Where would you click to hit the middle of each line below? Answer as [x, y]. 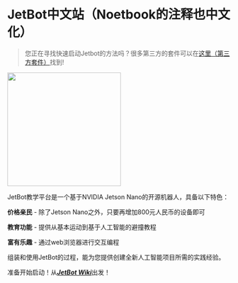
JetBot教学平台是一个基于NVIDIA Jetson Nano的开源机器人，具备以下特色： [118, 196]
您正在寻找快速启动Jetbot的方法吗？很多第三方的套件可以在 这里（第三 [127, 53]
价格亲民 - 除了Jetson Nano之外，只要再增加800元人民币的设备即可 [106, 212]
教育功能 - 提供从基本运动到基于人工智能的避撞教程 [82, 227]
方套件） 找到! [44, 62]
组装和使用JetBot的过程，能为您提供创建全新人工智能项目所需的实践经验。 [116, 257]
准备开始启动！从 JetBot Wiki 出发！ [59, 272]
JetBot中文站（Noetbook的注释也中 [113, 15]
